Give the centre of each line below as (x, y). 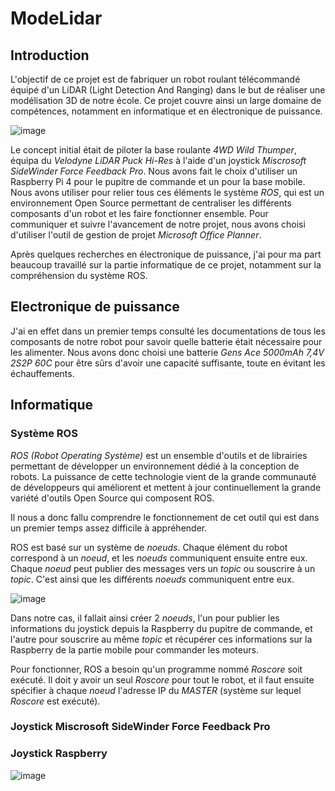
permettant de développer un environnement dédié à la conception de (155, 466)
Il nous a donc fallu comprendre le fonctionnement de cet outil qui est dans (165, 517)
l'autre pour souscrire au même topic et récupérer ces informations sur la (161, 639)
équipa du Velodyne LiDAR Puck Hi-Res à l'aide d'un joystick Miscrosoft (158, 160)
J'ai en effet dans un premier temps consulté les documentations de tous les (168, 331)
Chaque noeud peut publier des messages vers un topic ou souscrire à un (163, 568)
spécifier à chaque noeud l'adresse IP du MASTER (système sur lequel (156, 690)
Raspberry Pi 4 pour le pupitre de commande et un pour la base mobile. (158, 181)
